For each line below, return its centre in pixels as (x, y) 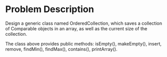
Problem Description (50, 9)
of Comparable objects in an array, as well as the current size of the (76, 28)
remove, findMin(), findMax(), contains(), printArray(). (61, 49)
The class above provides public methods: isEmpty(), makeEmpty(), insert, (83, 43)
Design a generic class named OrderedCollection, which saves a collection (84, 23)
